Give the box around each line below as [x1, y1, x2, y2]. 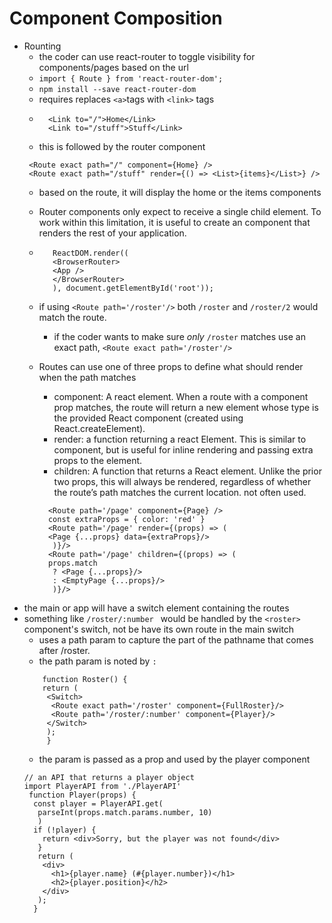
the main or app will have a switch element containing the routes [23, 602, 290, 614]
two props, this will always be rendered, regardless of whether [53, 475, 312, 487]
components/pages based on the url [38, 61, 189, 73]
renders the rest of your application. [38, 227, 187, 239]
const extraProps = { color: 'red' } [47, 514, 206, 524]
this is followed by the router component [38, 140, 206, 152]
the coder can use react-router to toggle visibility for [38, 50, 256, 62]
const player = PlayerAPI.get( [33, 798, 164, 809]
